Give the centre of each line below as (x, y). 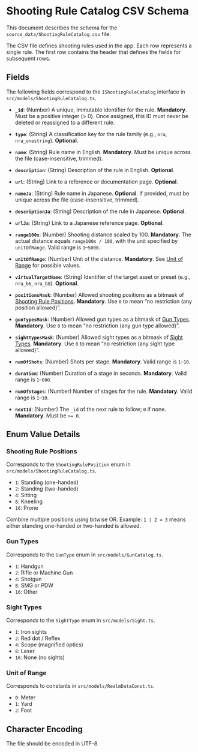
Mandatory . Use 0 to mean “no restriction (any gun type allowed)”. (97, 326)
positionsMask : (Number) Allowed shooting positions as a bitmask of (99, 294)
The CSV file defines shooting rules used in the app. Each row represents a (99, 46)
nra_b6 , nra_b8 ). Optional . (47, 283)
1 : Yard (23, 704)
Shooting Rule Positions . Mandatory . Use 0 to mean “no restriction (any (103, 301)
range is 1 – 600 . (33, 380)
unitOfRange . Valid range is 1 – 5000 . (58, 247)
